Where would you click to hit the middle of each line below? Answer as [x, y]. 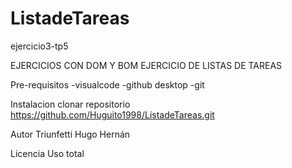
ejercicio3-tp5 [39, 46]
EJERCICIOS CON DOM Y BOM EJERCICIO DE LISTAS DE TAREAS [146, 65]
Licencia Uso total [47, 153]
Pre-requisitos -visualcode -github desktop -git [107, 84]
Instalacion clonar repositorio [70, 104]
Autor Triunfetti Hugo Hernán [70, 134]
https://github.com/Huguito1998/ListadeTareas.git [112, 114]
